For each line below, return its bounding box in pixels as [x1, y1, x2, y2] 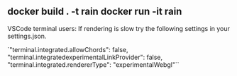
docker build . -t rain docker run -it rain [7, 6, 182, 18]
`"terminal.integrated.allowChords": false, [7, 45, 128, 53]
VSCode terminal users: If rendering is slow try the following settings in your [7, 24, 231, 32]
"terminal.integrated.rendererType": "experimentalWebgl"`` [7, 60, 180, 69]
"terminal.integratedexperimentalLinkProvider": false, [7, 53, 163, 61]
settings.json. [7, 32, 47, 40]
